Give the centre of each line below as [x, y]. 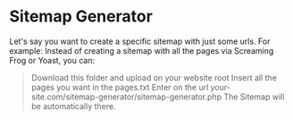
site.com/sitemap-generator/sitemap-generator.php [126, 97]
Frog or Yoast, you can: [52, 60]
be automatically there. [73, 106]
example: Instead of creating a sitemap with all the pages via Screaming [142, 50]
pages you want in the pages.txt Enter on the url [120, 87]
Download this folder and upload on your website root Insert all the [154, 77]
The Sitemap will [254, 97]
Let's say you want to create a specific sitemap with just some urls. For [140, 41]
